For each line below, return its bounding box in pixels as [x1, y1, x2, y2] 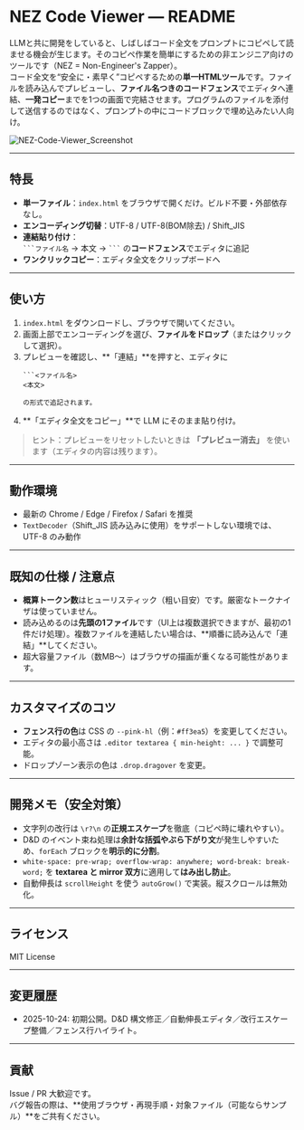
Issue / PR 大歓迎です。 [9, 1088, 97, 1099]
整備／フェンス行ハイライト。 [30, 1025, 142, 1036]
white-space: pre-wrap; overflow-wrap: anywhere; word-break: [22, 857, 262, 866]
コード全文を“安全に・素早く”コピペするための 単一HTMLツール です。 [9, 71, 269, 82]
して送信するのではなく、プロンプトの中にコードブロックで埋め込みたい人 [9, 105, 287, 116]
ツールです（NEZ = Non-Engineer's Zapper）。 [9, 60, 183, 71]
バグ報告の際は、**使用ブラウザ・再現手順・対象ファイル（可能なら [9, 1099, 264, 1110]
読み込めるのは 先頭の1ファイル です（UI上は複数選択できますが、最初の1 [22, 617, 291, 628]
